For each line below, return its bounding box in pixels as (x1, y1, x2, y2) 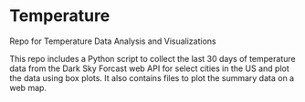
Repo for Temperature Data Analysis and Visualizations (9, 36, 216, 46)
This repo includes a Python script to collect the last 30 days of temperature (9, 53, 296, 64)
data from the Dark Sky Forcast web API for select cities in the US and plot (9, 63, 289, 74)
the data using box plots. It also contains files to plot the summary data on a (9, 72, 295, 83)
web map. (9, 82, 47, 93)
